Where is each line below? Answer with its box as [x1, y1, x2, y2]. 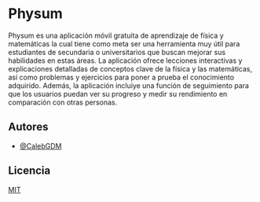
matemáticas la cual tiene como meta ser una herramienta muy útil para [8, 39, 240, 48]
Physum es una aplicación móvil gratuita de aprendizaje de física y [8, 31, 224, 40]
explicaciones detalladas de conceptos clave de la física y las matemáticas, [8, 64, 253, 73]
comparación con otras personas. [8, 97, 118, 107]
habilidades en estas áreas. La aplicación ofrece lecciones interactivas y [8, 56, 243, 65]
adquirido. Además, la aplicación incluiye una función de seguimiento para [8, 80, 250, 90]
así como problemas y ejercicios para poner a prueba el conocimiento [8, 72, 234, 82]
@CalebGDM [19, 141, 62, 150]
